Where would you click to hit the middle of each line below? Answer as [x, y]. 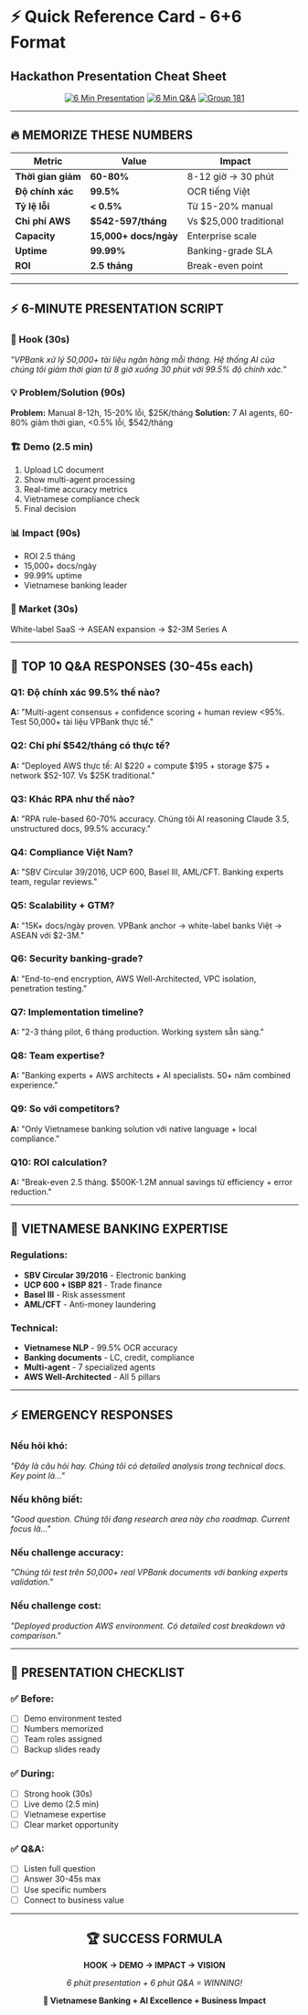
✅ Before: [32, 1698]
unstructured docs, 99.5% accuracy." [81, 828]
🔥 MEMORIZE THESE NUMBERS [101, 136]
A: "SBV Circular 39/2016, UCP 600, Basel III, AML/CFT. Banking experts [147, 872]
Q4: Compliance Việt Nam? [72, 852]
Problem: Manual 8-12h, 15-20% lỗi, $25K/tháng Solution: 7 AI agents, [144, 412]
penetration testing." [49, 988]
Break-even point [225, 265]
